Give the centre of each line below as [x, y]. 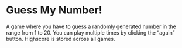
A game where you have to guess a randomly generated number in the [91, 26]
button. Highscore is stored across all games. [61, 39]
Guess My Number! [54, 10]
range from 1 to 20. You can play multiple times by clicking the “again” [90, 32]
